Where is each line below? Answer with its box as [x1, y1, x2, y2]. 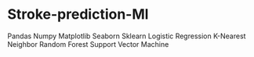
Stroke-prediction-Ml [7, 5, 149, 23]
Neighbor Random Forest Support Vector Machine [7, 39, 169, 48]
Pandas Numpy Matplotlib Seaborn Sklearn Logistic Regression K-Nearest [7, 31, 246, 41]
